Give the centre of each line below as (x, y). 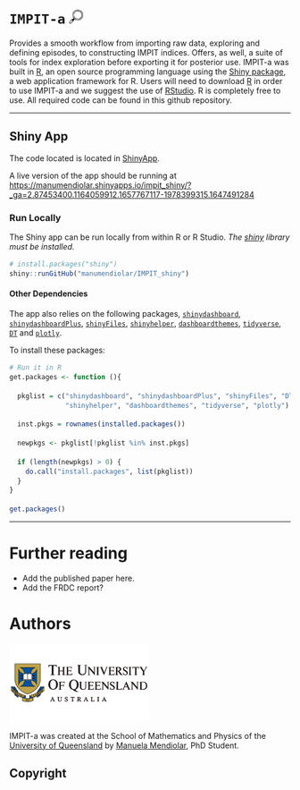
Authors (40, 624)
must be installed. (42, 247)
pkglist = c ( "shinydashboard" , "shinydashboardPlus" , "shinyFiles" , (147, 396)
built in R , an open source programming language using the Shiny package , (148, 72)
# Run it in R (36, 368)
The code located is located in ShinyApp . (85, 158)
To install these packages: (57, 350)
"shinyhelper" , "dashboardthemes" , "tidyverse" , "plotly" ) (178, 405)
